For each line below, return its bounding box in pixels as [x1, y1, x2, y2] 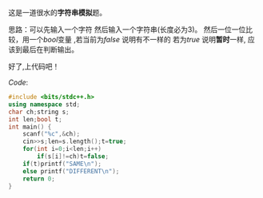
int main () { [8, 123, 52, 131]
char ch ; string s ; [8, 108, 70, 116]
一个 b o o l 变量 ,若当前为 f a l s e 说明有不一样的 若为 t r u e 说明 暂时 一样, [29, 35, 246, 44]
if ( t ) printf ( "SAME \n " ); [22, 160, 102, 168]
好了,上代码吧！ [8, 61, 60, 71]
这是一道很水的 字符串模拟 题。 [8, 8, 106, 17]
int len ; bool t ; [8, 115, 62, 123]
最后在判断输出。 [22, 45, 78, 54]
